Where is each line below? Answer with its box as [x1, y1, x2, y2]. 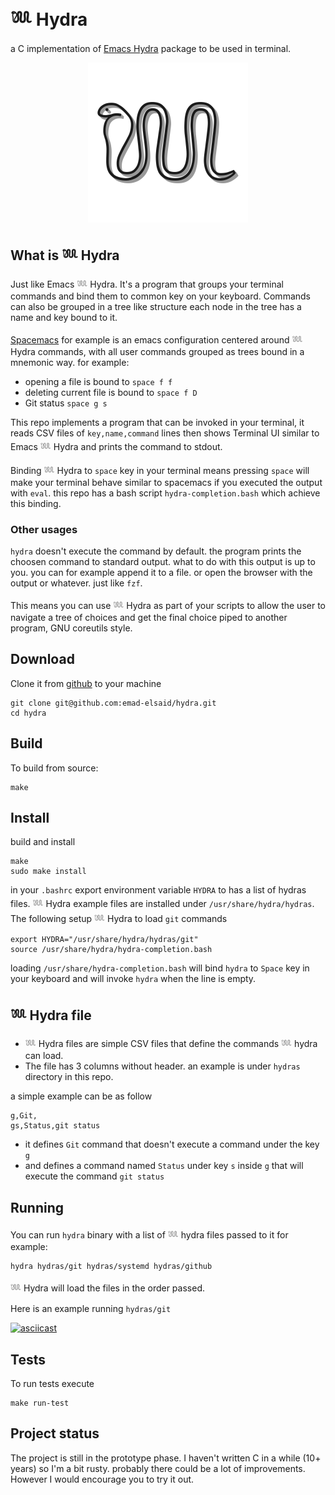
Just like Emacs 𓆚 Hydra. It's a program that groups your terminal [10, 278, 284, 290]
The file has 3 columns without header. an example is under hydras [24, 1060, 301, 1072]
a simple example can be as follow [10, 1090, 153, 1102]
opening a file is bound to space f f [24, 375, 173, 387]
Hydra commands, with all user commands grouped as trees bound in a [10, 345, 305, 357]
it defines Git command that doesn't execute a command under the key [24, 1138, 320, 1151]
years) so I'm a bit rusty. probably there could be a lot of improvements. [10, 1462, 306, 1474]
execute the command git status [24, 1170, 165, 1182]
